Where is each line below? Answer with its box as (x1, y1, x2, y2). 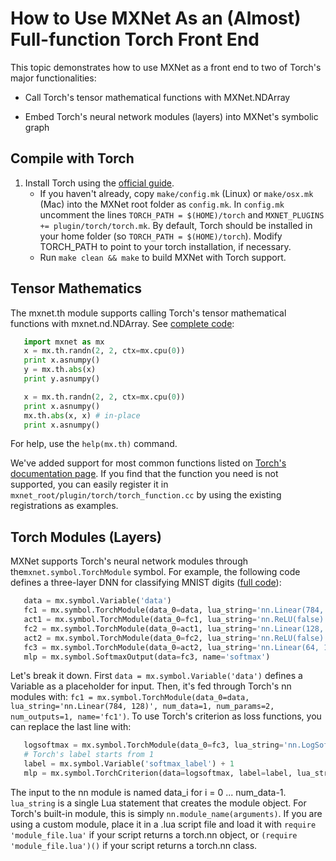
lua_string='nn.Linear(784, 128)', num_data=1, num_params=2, (10, 702, 275, 712)
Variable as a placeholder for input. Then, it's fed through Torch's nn (10, 680, 292, 692)
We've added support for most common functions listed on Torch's (10, 457, 287, 469)
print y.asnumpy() (23, 374, 101, 384)
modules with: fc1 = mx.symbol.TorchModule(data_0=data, (10, 691, 250, 703)
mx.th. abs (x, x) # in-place (23, 410, 141, 421)
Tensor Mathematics (10, 280, 143, 297)
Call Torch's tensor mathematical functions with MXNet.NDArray (24, 91, 291, 103)
